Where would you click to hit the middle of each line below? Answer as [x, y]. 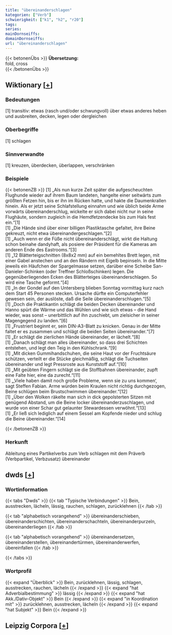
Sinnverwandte [25, 154]
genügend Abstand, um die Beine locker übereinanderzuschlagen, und [80, 402]
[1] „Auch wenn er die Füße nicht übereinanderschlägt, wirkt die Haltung [81, 239]
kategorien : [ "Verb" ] [28, 15]
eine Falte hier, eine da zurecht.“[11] [43, 375]
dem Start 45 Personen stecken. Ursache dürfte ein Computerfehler [77, 294]
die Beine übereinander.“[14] [35, 419]
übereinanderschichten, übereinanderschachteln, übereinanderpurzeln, [81, 522]
